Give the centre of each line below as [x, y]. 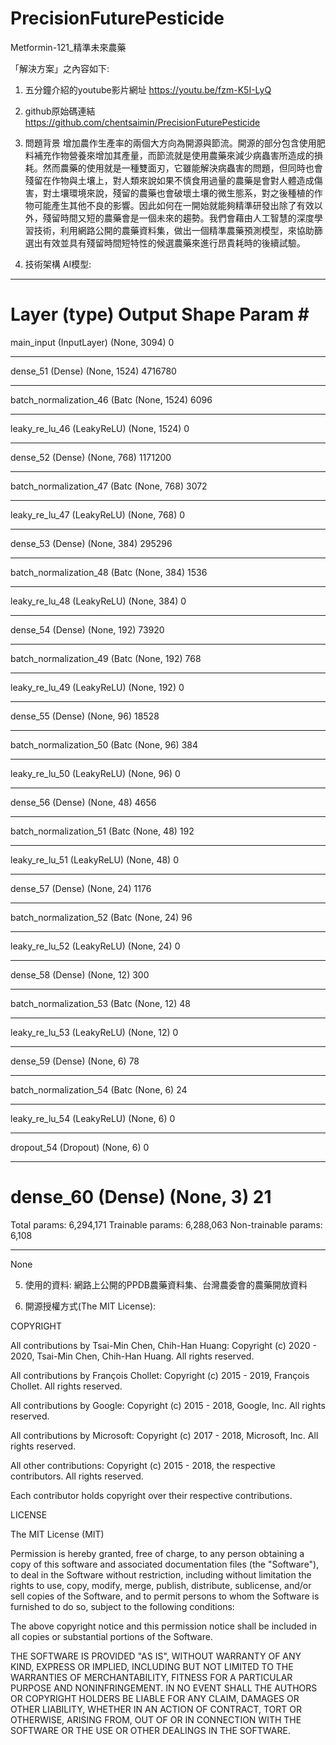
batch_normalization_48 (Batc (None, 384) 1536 [109, 572]
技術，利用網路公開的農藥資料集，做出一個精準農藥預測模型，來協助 [174, 230]
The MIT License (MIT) [57, 1534]
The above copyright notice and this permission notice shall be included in [163, 1626]
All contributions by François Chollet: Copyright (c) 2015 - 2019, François [160, 1375]
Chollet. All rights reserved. [66, 1386]
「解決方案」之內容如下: [60, 68]
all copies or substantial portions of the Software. [111, 1636]
